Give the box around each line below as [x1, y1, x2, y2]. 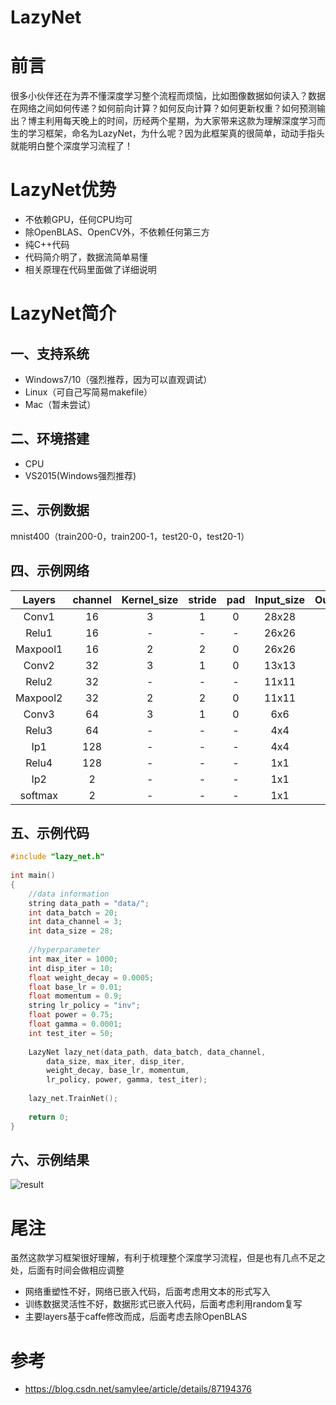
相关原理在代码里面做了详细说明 [24, 264, 157, 276]
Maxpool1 [15, 642, 63, 656]
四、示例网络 [10, 562, 90, 580]
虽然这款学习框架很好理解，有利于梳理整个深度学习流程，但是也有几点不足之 [10, 1252, 326, 1264]
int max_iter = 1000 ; [28, 954, 118, 964]
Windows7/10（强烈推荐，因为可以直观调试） [24, 374, 213, 386]
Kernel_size [121, 592, 179, 606]
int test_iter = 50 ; [28, 1028, 114, 1038]
